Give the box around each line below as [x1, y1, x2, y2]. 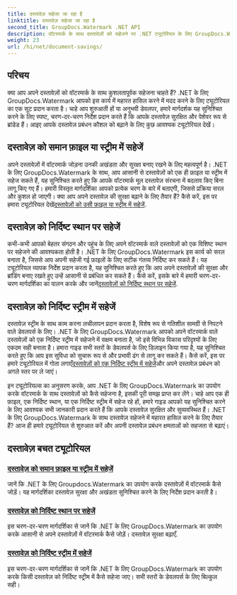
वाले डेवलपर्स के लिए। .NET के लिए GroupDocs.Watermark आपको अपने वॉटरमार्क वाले [7, 328, 218, 336]
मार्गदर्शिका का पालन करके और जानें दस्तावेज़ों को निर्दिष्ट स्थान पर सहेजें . [19, 279, 178, 288]
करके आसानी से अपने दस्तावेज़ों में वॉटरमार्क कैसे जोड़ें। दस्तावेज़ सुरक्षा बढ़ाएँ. [7, 530, 178, 539]
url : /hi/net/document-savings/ [7, 43, 103, 50]
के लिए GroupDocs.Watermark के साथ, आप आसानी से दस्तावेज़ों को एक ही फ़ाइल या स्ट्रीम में [7, 168, 228, 177]
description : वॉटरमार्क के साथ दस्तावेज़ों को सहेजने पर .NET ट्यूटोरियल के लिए [7, 30, 192, 38]
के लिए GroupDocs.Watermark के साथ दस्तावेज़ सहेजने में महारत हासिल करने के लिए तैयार [7, 413, 223, 422]
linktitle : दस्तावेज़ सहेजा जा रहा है [7, 17, 96, 24]
